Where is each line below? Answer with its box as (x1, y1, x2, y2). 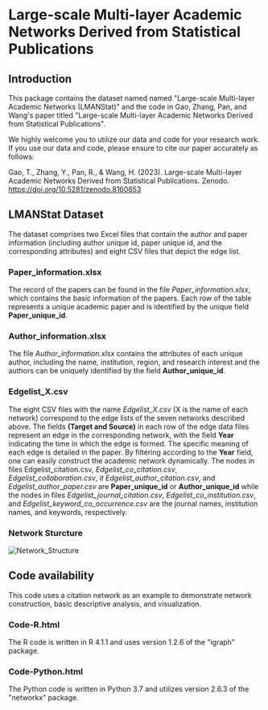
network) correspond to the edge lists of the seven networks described (8, 413, 245, 422)
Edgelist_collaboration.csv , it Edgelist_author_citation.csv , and (8, 473, 216, 483)
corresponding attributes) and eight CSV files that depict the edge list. (8, 246, 241, 255)
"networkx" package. (8, 693, 79, 703)
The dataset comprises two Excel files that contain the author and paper (8, 229, 248, 239)
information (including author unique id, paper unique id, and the (8, 238, 223, 247)
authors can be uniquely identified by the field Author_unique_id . (8, 366, 226, 376)
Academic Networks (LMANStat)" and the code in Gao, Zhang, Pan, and (8, 102, 247, 111)
